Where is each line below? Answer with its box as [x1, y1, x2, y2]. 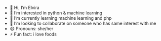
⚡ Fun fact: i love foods [9, 31, 57, 37]
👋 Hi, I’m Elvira [9, 5, 40, 10]
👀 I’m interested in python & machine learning [9, 10, 103, 16]
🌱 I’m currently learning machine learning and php [9, 15, 112, 21]
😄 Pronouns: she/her [9, 26, 53, 32]
